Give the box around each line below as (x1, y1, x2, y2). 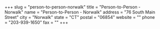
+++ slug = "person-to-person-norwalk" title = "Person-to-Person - (4, 4, 141, 10)
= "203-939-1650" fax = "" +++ (4, 19, 69, 25)
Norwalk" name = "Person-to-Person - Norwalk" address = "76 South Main (4, 9, 155, 15)
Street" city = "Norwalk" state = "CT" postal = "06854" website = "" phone (4, 14, 155, 20)
